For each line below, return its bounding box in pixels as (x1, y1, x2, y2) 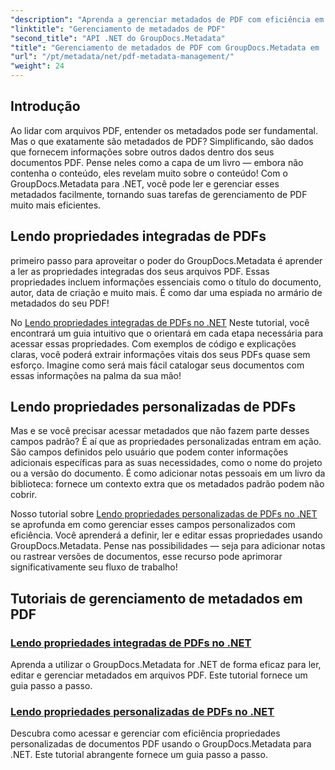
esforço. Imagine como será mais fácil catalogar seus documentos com (10, 359, 305, 371)
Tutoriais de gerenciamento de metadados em (10, 590, 303, 607)
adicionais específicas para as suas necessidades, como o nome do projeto (10, 457, 323, 469)
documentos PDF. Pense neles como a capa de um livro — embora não (10, 156, 304, 168)
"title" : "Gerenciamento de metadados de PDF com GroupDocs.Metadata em (10, 42, 320, 53)
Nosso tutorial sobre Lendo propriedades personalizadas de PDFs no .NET (10, 508, 318, 520)
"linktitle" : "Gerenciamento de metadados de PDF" (10, 24, 226, 34)
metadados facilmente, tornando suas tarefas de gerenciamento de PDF (10, 188, 308, 200)
